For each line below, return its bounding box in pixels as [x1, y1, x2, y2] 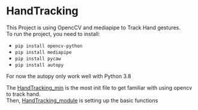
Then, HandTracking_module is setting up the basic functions [6, 97, 158, 104]
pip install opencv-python [14, 43, 83, 49]
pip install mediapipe [14, 49, 72, 55]
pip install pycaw [14, 56, 61, 62]
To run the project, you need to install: [6, 30, 100, 37]
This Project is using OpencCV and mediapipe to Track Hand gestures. [6, 24, 181, 31]
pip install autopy [14, 62, 64, 68]
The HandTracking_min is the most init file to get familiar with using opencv [6, 84, 193, 91]
